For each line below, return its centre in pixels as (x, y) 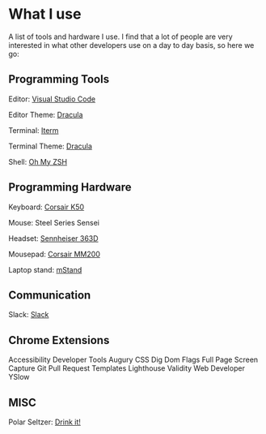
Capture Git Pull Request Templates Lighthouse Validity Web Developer (127, 368)
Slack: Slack (29, 315)
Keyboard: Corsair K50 (46, 207)
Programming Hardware (70, 187)
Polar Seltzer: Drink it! (44, 422)
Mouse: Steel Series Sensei (54, 222)
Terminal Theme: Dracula (51, 146)
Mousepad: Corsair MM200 (55, 254)
